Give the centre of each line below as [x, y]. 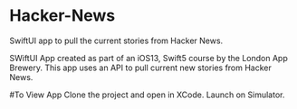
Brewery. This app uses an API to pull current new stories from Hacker [140, 68]
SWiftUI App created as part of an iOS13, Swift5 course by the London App [148, 58]
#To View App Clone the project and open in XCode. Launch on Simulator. [147, 95]
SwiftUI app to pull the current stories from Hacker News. [116, 41]
